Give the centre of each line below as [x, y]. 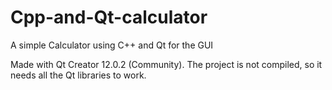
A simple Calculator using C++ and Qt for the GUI [112, 45]
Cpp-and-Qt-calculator [109, 17]
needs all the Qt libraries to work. [78, 75]
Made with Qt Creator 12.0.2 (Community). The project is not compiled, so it [166, 64]
